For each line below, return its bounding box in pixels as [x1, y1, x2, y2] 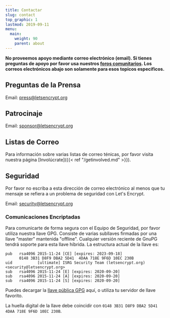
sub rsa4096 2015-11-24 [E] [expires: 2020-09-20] [5, 269, 120, 274]
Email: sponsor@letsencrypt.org [5, 123, 73, 129]
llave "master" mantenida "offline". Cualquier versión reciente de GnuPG [5, 236, 158, 242]
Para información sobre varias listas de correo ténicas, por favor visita [5, 151, 154, 157]
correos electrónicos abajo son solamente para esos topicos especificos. [5, 66, 165, 72]
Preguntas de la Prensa [5, 81, 81, 90]
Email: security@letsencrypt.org [5, 201, 73, 207]
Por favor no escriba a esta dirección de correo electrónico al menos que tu [5, 185, 165, 191]
